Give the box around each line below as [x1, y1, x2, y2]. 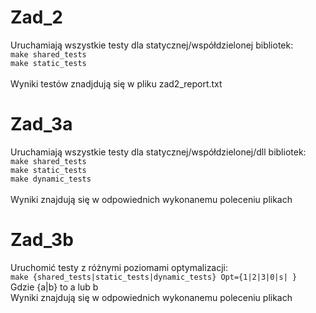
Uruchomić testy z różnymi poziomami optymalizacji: [10, 261, 229, 273]
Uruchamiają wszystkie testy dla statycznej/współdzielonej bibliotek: [10, 39, 294, 51]
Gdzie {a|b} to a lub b [10, 281, 99, 293]
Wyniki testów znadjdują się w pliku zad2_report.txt [10, 77, 223, 90]
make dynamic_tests [10, 174, 92, 184]
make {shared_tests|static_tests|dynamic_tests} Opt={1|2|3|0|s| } [10, 272, 298, 282]
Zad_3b [10, 229, 74, 251]
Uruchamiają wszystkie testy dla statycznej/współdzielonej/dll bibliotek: [10, 146, 307, 158]
